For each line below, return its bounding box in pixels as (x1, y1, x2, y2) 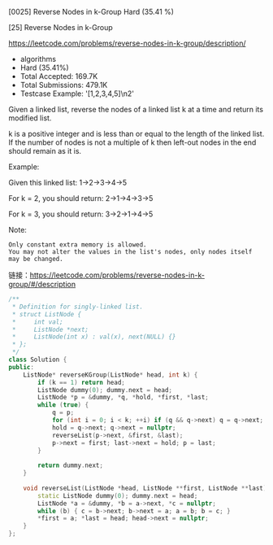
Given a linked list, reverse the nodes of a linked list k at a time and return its (8, 105, 264, 114)
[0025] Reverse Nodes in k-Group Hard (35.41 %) (8, 7, 175, 16)
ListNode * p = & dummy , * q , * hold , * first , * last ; (37, 394, 209, 402)
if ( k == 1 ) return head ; (37, 378, 126, 386)
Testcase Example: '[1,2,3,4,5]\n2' (19, 89, 134, 98)
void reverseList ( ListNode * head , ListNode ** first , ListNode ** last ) (23, 484, 267, 492)
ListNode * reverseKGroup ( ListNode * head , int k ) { (23, 370, 198, 379)
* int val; (11, 317, 63, 326)
